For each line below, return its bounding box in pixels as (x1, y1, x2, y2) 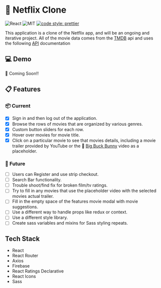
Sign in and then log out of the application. (12, 115, 97, 121)
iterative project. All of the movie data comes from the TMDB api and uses (5, 35, 153, 41)
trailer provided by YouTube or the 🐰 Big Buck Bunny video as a (12, 143, 140, 149)
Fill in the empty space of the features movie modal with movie (12, 198, 138, 204)
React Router (12, 253, 38, 259)
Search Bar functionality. (12, 177, 62, 183)
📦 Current (5, 102, 31, 109)
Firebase (12, 263, 30, 269)
